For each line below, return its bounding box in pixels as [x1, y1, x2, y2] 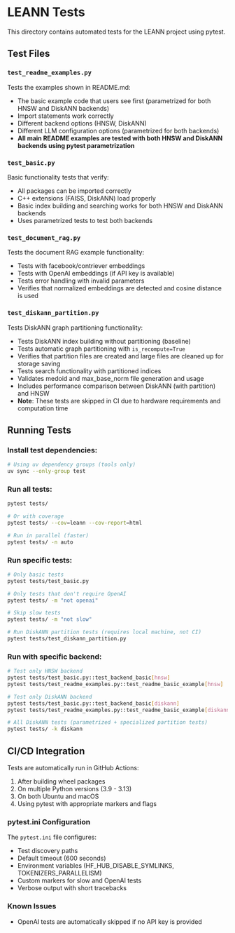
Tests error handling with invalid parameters [17, 276, 145, 285]
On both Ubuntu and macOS [17, 792, 99, 800]
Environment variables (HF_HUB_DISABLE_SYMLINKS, [17, 861, 175, 870]
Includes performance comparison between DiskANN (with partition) [17, 382, 215, 390]
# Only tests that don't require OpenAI [7, 590, 127, 597]
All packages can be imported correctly [17, 187, 131, 195]
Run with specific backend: [7, 652, 102, 662]
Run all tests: [7, 484, 52, 494]
